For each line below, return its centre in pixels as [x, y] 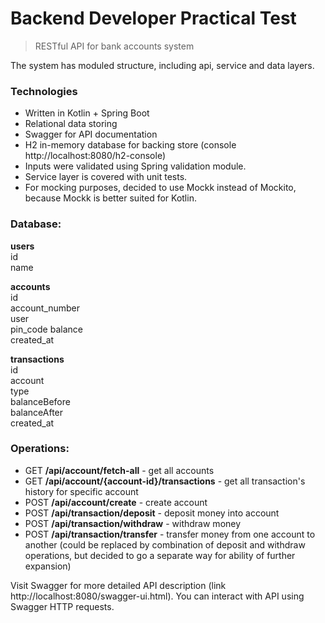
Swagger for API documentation [91, 134]
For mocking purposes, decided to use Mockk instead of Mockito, [160, 188]
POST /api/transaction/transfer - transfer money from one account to [170, 534]
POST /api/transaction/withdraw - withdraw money [133, 523]
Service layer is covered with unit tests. [106, 177]
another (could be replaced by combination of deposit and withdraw [165, 544]
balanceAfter [37, 412]
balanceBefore [40, 401]
